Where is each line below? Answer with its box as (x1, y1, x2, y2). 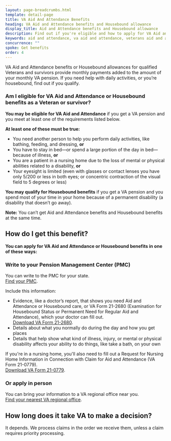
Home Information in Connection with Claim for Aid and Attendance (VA (5, 356, 155, 362)
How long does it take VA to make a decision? (5, 411, 152, 420)
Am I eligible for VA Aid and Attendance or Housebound (5, 92, 146, 100)
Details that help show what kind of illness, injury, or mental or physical (12, 335, 162, 341)
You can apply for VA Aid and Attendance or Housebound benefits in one (5, 243, 163, 249)
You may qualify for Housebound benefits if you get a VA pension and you (5, 188, 163, 195)
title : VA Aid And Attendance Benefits (5, 17, 90, 22)
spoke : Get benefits (5, 45, 49, 50)
